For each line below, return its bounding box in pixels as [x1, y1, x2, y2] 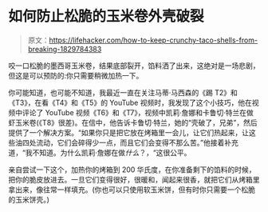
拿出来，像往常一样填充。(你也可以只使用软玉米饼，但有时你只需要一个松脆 [8, 185, 256, 194]
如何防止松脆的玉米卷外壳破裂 [8, 7, 205, 26]
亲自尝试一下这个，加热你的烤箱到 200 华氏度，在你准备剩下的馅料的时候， [8, 165, 257, 174]
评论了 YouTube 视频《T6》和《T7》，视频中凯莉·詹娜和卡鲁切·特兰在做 [22, 107, 254, 117]
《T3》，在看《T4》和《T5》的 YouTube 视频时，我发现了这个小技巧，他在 [8, 98, 253, 107]
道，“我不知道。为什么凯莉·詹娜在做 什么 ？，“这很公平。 [8, 147, 191, 157]
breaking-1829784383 [27, 44, 102, 54]
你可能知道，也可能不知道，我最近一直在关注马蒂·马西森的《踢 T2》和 [8, 87, 238, 97]
